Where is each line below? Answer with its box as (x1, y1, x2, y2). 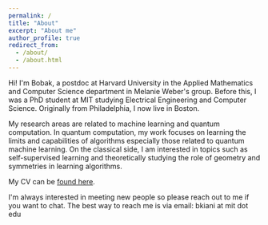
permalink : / (8, 11, 52, 20)
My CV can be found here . (8, 176, 96, 186)
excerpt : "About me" (8, 26, 78, 34)
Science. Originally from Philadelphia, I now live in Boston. (8, 103, 200, 112)
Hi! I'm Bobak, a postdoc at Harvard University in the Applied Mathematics (8, 77, 254, 88)
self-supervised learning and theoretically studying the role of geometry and (8, 152, 261, 162)
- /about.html (15, 57, 62, 65)
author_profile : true (8, 34, 81, 42)
